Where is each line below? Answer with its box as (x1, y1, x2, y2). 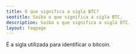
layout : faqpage (6, 25, 46, 31)
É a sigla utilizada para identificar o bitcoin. (6, 41, 111, 48)
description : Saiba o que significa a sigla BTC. (6, 19, 131, 25)
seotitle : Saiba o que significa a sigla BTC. (6, 14, 123, 20)
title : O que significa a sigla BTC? (6, 8, 99, 15)
